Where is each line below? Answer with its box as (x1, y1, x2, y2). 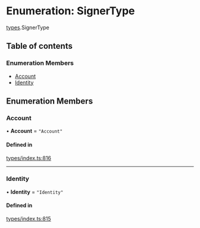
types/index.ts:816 (6, 154, 52, 161)
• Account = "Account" (6, 127, 63, 135)
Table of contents (6, 41, 73, 51)
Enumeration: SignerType (6, 4, 135, 18)
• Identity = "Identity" (6, 188, 64, 195)
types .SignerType (6, 24, 49, 31)
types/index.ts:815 (6, 215, 52, 223)
